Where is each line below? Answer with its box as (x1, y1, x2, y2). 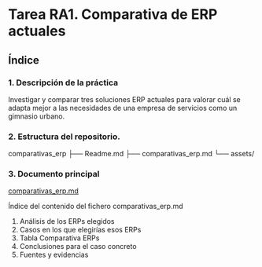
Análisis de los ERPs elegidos (19, 217, 116, 226)
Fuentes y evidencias (19, 250, 89, 260)
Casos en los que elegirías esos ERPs (19, 225, 142, 235)
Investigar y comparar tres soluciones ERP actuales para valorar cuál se (8, 94, 242, 104)
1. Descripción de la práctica (8, 77, 119, 88)
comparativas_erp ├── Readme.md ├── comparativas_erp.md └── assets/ (8, 149, 255, 159)
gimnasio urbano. (8, 112, 65, 121)
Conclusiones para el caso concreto (19, 242, 137, 251)
